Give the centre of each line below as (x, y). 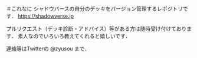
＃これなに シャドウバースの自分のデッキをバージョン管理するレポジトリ (94, 9)
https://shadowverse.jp (46, 16)
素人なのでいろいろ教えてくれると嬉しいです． (74, 36)
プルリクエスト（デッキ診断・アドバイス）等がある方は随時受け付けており (96, 29)
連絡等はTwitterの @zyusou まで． (48, 49)
